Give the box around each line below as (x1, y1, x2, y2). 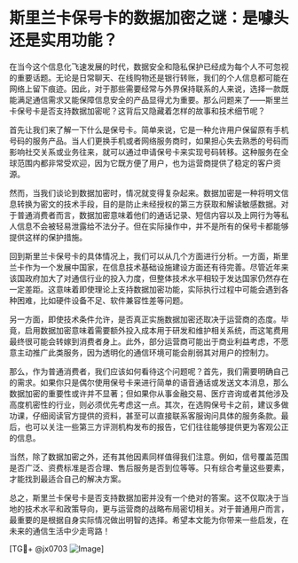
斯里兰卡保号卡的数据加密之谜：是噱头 (9, 8, 290, 28)
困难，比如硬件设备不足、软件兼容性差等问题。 (16, 294, 188, 306)
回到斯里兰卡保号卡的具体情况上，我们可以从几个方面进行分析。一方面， (9, 250, 273, 262)
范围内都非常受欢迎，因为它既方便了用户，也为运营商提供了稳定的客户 (16, 157, 273, 168)
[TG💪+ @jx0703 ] (9, 543, 105, 554)
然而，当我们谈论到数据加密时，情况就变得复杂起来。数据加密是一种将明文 (9, 187, 281, 198)
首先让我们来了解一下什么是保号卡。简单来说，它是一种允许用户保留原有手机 (9, 124, 289, 135)
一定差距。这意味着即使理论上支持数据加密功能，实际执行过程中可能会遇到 (9, 284, 281, 294)
